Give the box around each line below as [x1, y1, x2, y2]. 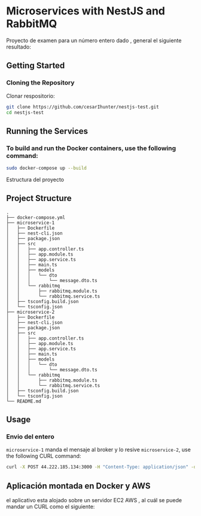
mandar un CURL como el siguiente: [6, 503, 95, 511]
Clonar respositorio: [6, 92, 55, 100]
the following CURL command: [6, 452, 81, 460]
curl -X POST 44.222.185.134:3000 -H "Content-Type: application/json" [6, 464, 188, 470]
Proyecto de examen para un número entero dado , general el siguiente [6, 37, 182, 44]
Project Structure [6, 193, 72, 203]
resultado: [6, 43, 31, 50]
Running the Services [6, 126, 89, 136]
